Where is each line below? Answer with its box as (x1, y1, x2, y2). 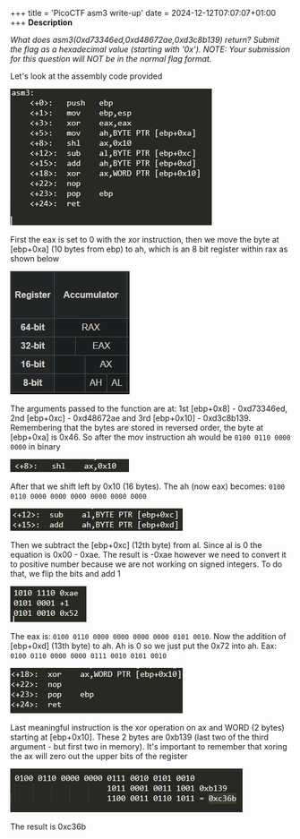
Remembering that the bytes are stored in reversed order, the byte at (10, 423, 263, 432)
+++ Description (10, 17, 73, 28)
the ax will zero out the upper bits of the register (10, 751, 188, 761)
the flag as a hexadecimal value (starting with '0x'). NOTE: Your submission (10, 44, 290, 55)
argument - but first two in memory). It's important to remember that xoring (10, 741, 287, 751)
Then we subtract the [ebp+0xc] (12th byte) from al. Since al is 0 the (10, 540, 262, 550)
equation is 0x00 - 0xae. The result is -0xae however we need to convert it (10, 550, 287, 560)
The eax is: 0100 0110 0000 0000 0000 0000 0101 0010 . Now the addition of (10, 631, 287, 641)
